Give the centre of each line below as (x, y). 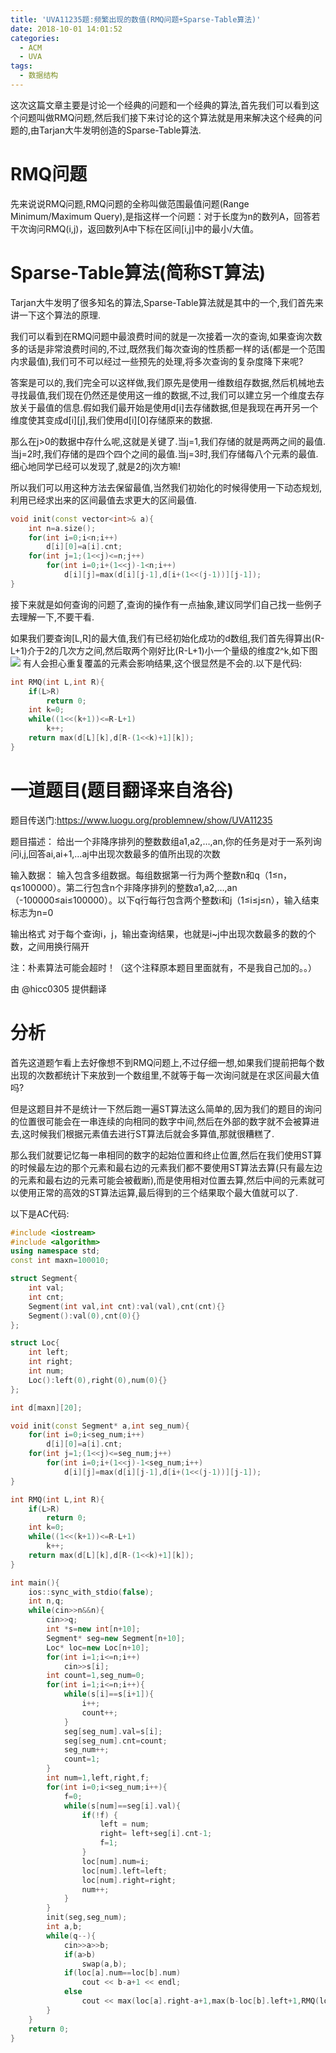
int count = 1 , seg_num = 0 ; (95, 1676)
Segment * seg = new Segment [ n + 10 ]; (116, 1638)
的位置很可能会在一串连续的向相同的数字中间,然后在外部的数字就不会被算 (161, 1121)
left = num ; (124, 1824)
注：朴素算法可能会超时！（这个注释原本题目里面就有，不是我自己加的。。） (163, 967)
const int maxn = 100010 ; (60, 1261)
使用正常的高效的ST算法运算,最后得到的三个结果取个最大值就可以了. (158, 1192)
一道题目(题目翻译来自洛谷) (122, 790)
